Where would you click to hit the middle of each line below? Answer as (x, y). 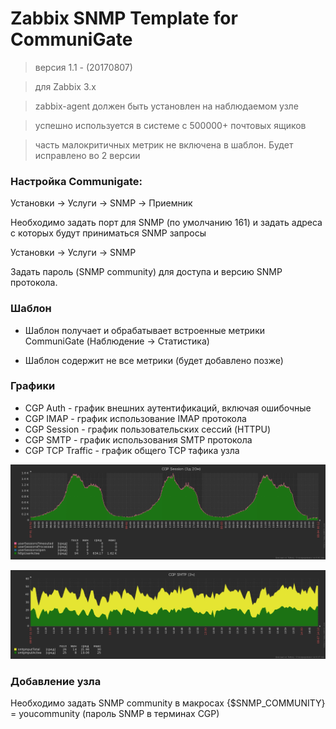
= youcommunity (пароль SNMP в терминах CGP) (115, 714)
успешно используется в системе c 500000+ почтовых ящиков (170, 125)
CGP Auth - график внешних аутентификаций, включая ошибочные (168, 408)
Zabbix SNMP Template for (124, 18)
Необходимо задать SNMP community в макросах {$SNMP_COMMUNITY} (168, 703)
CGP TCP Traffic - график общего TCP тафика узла (132, 450)
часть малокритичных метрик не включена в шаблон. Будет (164, 144)
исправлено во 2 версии (87, 155)
